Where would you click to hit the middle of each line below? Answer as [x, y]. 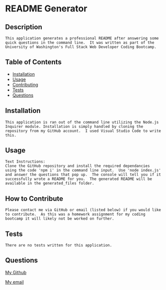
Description [24, 27]
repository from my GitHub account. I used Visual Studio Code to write [83, 131]
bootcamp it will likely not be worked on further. [60, 219]
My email [14, 282]
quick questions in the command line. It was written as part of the [80, 43]
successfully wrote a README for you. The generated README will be [79, 179]
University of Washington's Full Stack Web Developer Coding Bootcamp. [81, 47]
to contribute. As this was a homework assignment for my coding [75, 214]
